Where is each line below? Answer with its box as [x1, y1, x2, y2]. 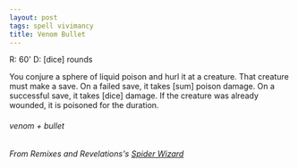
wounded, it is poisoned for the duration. [9, 100, 159, 111]
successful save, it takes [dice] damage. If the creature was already [9, 90, 260, 101]
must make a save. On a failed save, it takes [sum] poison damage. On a [9, 81, 276, 92]
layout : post [9, 13, 58, 22]
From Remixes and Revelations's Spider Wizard [9, 148, 184, 159]
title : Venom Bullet [9, 29, 87, 38]
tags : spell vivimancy [9, 21, 94, 30]
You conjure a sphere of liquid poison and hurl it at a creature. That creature [9, 71, 289, 82]
